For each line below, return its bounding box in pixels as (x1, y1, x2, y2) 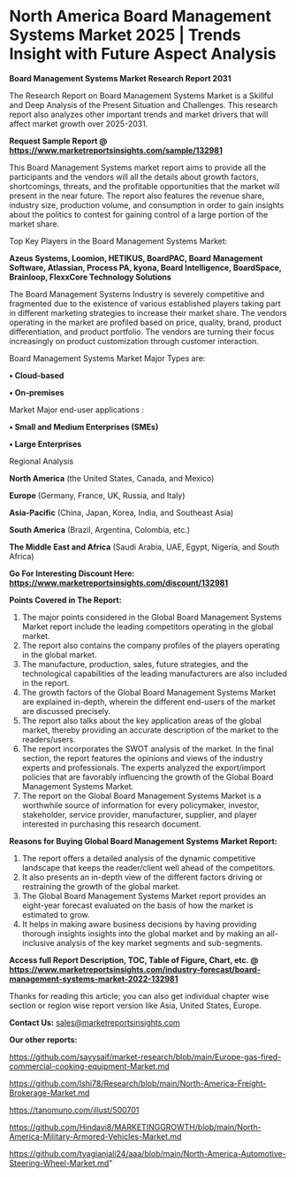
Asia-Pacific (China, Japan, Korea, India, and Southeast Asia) (9, 507, 234, 518)
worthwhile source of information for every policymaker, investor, (21, 799, 260, 811)
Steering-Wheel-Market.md (9, 1158, 110, 1168)
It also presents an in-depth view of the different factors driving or (21, 872, 263, 882)
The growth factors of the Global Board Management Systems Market (21, 687, 277, 697)
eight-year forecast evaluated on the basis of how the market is (21, 900, 254, 911)
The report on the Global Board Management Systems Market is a (21, 790, 262, 801)
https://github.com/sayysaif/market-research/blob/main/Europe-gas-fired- (9, 1051, 282, 1062)
